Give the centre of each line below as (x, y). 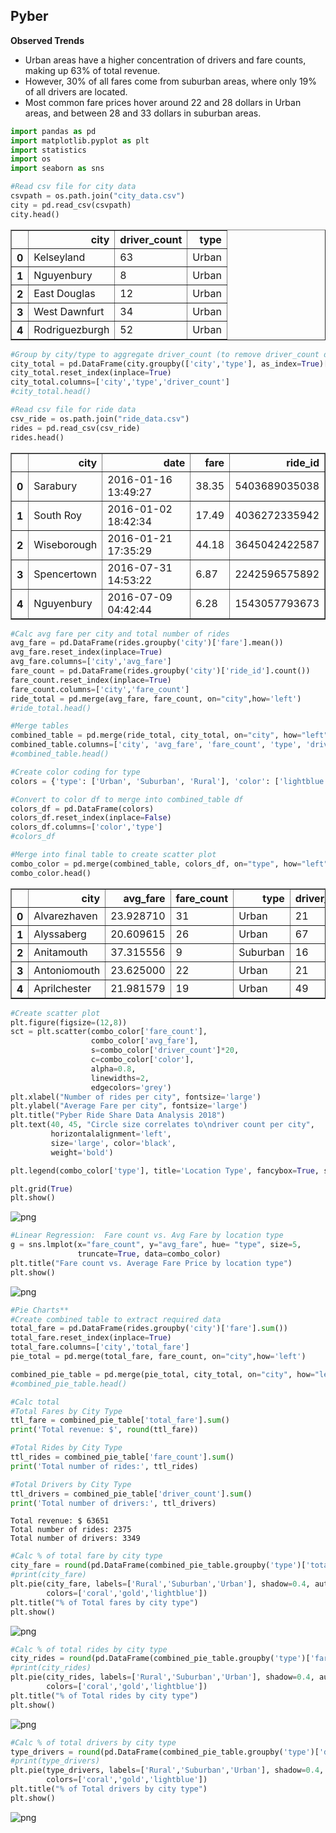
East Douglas (64, 293)
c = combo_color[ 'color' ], (142, 1060)
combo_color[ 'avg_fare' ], (144, 1041)
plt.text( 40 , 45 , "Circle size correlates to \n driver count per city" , (162, 1125)
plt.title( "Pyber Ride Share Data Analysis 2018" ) (118, 1115)
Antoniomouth (67, 970)
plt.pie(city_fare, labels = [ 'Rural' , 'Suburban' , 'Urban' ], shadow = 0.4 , (160, 1584)
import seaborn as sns (57, 169)
